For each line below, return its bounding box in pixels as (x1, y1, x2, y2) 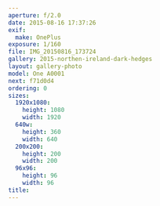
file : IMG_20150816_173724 (8, 48, 96, 56)
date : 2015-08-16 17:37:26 (8, 19, 96, 27)
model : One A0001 (8, 70, 65, 78)
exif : (8, 26, 26, 34)
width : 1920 (22, 114, 61, 121)
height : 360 (22, 128, 61, 136)
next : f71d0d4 (8, 77, 55, 85)
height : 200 (22, 150, 61, 157)
